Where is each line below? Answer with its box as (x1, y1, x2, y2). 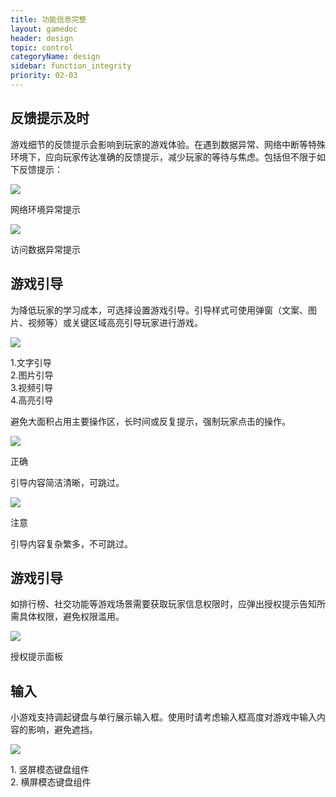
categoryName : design (10, 52, 101, 62)
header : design (10, 33, 74, 43)
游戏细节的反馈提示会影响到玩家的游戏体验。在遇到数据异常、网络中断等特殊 (10, 138, 326, 150)
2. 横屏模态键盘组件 (10, 776, 92, 788)
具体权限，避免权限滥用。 (18, 611, 125, 623)
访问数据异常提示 (10, 243, 81, 255)
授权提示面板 (10, 651, 63, 663)
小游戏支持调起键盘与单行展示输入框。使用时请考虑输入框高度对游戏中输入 (10, 711, 317, 723)
